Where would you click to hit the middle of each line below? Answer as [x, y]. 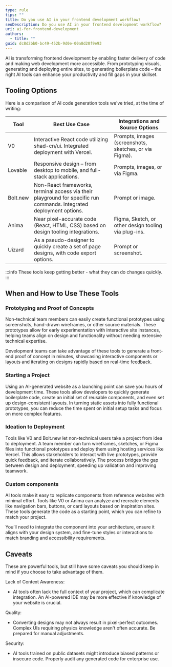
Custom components [32, 484]
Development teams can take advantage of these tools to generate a [78, 351]
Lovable [17, 170]
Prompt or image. [135, 198]
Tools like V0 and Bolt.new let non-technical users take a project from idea [84, 438]
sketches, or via [133, 149]
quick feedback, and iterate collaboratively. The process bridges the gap [82, 460]
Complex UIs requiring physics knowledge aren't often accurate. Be [84, 628]
